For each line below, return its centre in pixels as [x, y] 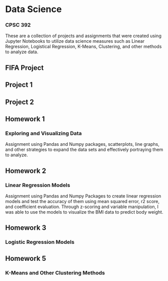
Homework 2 [26, 171]
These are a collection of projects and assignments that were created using [83, 36]
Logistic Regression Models [40, 242]
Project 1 [19, 85]
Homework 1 [25, 119]
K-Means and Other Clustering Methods [55, 272]
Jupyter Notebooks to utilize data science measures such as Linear [75, 41]
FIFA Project [25, 68]
